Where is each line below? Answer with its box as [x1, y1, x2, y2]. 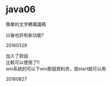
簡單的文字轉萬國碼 [6, 21, 46, 27]
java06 [6, 4, 36, 15]
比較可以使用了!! [6, 59, 40, 65]
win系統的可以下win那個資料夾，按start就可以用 [6, 66, 106, 72]
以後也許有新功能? [6, 32, 44, 38]
